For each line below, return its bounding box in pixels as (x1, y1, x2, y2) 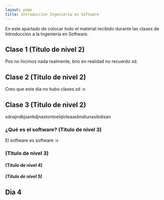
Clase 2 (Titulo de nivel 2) (5, 73, 86, 81)
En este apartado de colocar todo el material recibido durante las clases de (5, 25, 160, 31)
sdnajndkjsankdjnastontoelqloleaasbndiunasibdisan (5, 113, 111, 119)
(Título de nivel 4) (5, 162, 43, 168)
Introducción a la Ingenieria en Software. (5, 31, 89, 37)
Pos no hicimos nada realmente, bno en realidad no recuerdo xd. (5, 58, 138, 65)
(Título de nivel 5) (5, 174, 42, 180)
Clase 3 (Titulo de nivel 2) (5, 100, 86, 109)
